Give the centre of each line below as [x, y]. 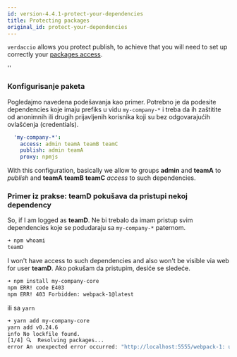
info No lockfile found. [44, 334]
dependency [29, 205]
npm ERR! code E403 [36, 288]
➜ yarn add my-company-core [49, 321]
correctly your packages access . [55, 54]
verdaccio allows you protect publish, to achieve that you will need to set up [117, 47]
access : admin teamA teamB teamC [69, 144]
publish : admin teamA [51, 150]
